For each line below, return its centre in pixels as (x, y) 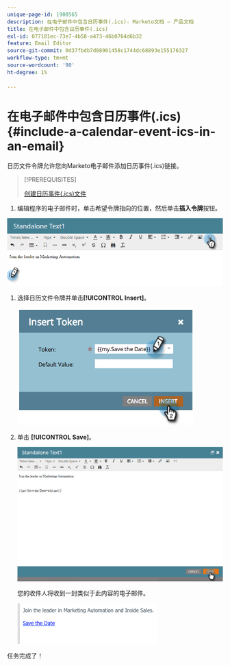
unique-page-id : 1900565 (42, 14)
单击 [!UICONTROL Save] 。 (56, 437)
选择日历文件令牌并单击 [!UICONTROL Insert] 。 (84, 298)
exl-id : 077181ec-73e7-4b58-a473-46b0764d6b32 (75, 36)
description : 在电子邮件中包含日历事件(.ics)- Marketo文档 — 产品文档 (100, 22)
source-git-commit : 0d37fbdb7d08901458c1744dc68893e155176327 (98, 51)
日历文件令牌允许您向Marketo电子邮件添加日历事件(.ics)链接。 (95, 166)
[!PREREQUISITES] (50, 180)
